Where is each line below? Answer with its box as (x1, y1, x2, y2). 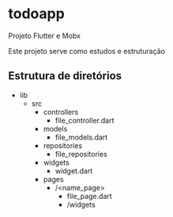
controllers (43, 107, 79, 116)
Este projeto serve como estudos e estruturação (8, 46, 166, 55)
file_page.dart (66, 191, 112, 200)
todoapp (8, 5, 65, 23)
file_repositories (55, 149, 108, 158)
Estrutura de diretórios (8, 69, 122, 83)
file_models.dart (55, 132, 108, 142)
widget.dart (55, 166, 93, 175)
